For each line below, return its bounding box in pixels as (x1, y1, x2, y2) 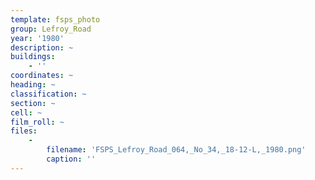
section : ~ (10, 98, 56, 108)
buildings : (10, 52, 56, 62)
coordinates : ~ (10, 71, 74, 81)
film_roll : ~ (10, 117, 65, 127)
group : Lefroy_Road (10, 24, 92, 34)
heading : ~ (10, 80, 56, 90)
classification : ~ (10, 89, 87, 99)
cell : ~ (10, 107, 43, 118)
